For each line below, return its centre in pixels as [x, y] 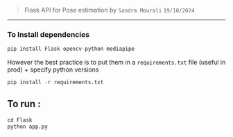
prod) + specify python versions [53, 70]
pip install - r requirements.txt [55, 83]
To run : [24, 104]
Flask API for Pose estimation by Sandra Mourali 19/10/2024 [109, 10]
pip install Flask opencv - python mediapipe [71, 49]
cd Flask [20, 120]
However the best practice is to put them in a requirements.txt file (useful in [116, 63]
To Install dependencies [49, 34]
